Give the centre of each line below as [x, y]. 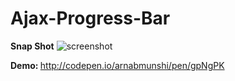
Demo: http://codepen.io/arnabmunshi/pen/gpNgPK [117, 65]
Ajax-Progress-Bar [90, 18]
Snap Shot [32, 46]
